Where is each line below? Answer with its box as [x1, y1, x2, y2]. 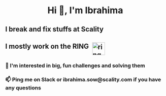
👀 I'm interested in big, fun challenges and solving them [5, 62, 146, 69]
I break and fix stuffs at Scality [5, 25, 104, 34]
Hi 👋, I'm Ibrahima [47, 5, 123, 16]
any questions [5, 84, 42, 91]
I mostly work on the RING [5, 42, 89, 50]
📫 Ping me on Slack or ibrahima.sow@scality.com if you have [5, 76, 161, 83]
